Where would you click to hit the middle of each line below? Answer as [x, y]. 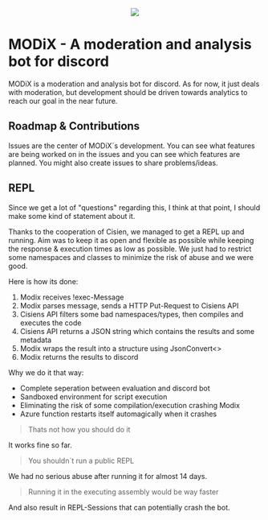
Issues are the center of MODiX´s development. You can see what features [132, 146]
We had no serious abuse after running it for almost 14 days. [108, 476]
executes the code [51, 323]
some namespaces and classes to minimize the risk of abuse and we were [131, 257]
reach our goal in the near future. [63, 101]
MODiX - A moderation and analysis [130, 45]
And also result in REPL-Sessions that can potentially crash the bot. [119, 507]
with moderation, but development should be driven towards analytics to [128, 92]
